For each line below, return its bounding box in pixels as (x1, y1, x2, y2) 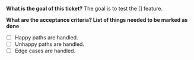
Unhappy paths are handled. (14, 41, 85, 48)
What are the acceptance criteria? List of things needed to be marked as (6, 16, 188, 23)
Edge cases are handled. (14, 47, 76, 55)
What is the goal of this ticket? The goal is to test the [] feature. (6, 5, 163, 12)
